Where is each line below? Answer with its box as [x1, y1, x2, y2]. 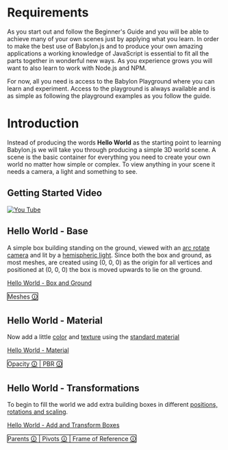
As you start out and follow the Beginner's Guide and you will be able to [7, 27, 209, 36]
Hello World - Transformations [7, 382, 140, 394]
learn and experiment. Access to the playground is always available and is [7, 84, 216, 92]
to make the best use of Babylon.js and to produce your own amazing [7, 42, 203, 50]
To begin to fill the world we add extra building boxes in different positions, [7, 401, 218, 409]
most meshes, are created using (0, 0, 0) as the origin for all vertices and [7, 258, 213, 266]
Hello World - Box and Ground [7, 279, 92, 287]
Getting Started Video [7, 187, 103, 199]
